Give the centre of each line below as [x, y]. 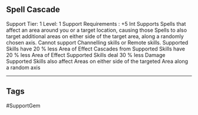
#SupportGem [23, 106]
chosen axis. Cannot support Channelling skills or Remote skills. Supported [97, 42]
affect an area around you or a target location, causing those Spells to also [97, 30]
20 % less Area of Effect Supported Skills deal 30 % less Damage [86, 55]
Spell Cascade [33, 10]
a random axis [23, 67]
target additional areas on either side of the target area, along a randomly [95, 36]
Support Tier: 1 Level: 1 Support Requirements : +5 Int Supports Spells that [96, 23]
